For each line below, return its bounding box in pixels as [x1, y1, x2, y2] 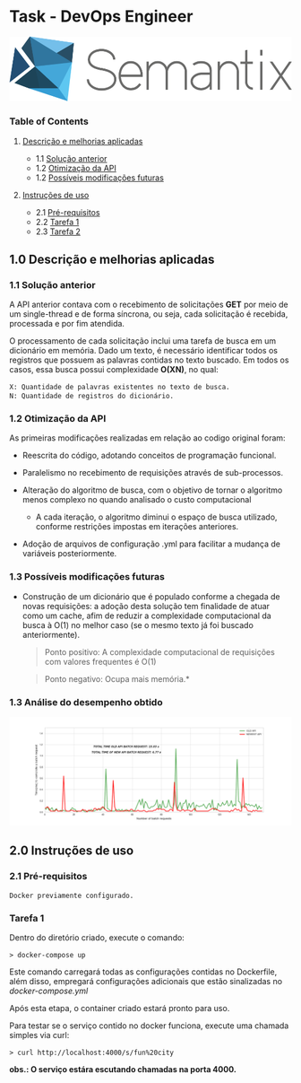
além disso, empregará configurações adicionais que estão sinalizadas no [9, 976, 283, 987]
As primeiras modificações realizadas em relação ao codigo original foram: [9, 432, 286, 443]
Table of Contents [9, 115, 90, 127]
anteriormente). [21, 629, 81, 640]
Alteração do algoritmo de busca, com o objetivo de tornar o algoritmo [21, 485, 283, 495]
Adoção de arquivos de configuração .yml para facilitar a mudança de [21, 538, 280, 549]
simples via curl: [9, 1030, 70, 1041]
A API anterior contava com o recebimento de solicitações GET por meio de [9, 299, 288, 310]
